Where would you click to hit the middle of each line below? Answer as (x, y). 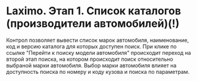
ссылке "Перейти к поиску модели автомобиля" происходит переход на (99, 52)
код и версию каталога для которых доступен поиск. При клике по (91, 46)
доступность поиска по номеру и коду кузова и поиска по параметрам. (98, 71)
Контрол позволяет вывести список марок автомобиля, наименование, (98, 40)
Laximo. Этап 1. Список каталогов (94, 11)
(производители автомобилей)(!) (93, 24)
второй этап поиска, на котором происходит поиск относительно (90, 59)
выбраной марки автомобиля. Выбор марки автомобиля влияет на (91, 65)
